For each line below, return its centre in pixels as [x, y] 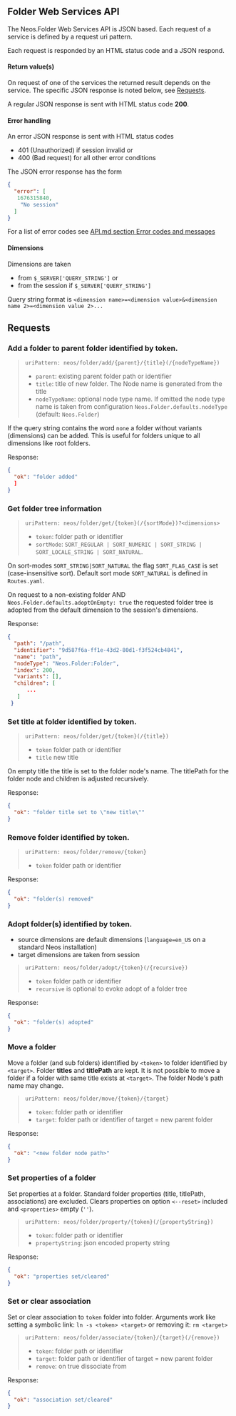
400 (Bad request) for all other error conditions [87, 158]
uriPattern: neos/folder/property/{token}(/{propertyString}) [119, 1222]
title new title [57, 758]
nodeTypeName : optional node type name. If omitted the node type [130, 399]
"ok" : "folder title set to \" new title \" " [79, 812]
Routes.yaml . [26, 581]
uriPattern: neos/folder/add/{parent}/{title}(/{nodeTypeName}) [122, 363]
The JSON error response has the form [65, 172]
